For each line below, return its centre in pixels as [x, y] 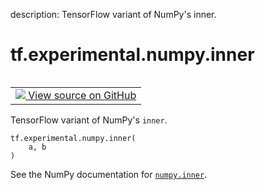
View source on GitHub [82, 95]
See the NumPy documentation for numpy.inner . [109, 174]
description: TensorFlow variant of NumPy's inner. [113, 14]
